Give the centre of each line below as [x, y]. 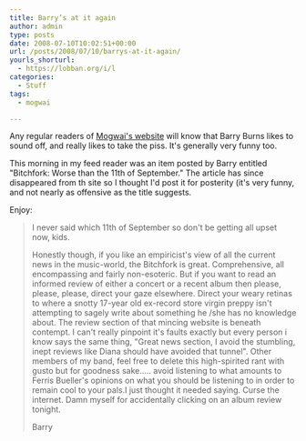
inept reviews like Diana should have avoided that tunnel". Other [151, 352]
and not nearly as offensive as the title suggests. [101, 193]
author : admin [36, 26]
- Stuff [32, 85]
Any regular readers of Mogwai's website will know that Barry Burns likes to [152, 136]
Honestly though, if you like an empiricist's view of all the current [153, 255]
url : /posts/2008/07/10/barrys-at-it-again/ [95, 52]
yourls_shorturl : [42, 60]
